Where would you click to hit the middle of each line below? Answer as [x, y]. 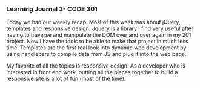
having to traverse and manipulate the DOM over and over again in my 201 [99, 35]
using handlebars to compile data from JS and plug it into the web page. [96, 54]
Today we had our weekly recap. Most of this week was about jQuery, [93, 22]
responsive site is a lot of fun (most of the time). [66, 79]
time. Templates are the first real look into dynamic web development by [96, 48]
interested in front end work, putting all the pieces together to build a [92, 72]
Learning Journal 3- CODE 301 [52, 9]
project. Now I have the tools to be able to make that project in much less [98, 42]
